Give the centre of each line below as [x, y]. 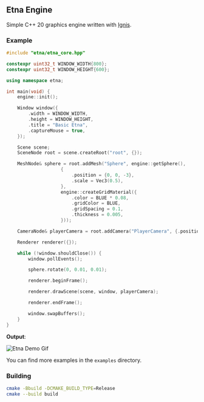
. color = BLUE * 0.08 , [100, 198]
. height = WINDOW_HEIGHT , [61, 120]
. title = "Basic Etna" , [58, 125]
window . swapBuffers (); [57, 313]
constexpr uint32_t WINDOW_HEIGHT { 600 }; [58, 69]
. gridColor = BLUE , [96, 203]
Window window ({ [38, 108]
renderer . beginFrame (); [58, 281]
